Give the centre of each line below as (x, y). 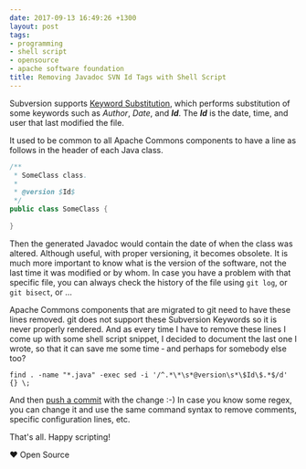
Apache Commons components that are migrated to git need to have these (150, 309)
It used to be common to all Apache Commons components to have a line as (153, 140)
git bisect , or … (41, 292)
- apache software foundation (67, 69)
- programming (37, 43)
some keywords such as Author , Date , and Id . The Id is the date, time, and (149, 113)
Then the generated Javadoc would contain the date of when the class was (152, 244)
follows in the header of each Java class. (87, 150)
